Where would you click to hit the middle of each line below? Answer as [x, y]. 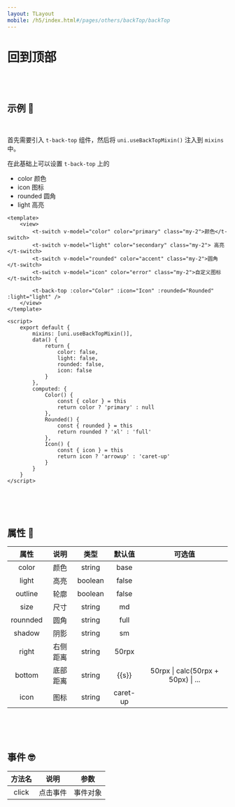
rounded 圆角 [37, 196]
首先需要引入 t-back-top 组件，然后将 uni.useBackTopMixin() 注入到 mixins [115, 140]
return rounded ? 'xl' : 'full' [104, 432]
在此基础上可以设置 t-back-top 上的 [58, 164]
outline [27, 594]
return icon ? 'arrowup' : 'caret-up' [114, 456]
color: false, [78, 352]
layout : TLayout [31, 14]
